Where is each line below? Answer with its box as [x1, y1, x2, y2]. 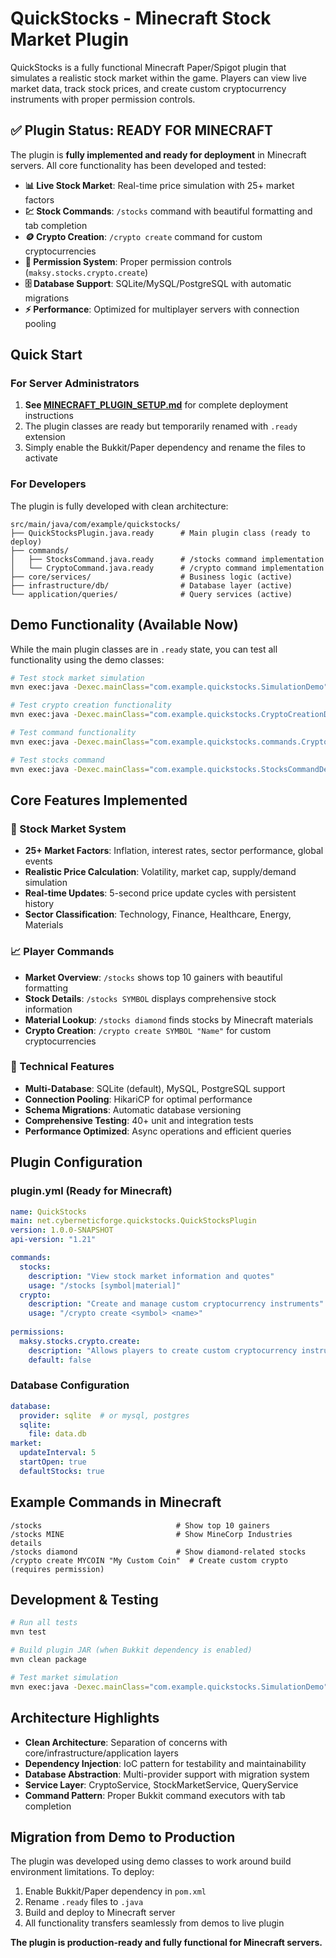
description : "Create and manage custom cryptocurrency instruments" [28, 1299, 325, 1309]
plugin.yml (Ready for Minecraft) [10, 1184, 173, 1198]
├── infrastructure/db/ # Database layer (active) [10, 580, 293, 591]
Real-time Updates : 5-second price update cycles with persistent [24, 887, 297, 899]
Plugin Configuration [10, 1154, 143, 1171]
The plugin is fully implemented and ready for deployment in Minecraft [10, 148, 307, 161]
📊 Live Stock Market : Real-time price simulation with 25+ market [24, 179, 295, 191]
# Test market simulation [10, 1672, 118, 1682]
